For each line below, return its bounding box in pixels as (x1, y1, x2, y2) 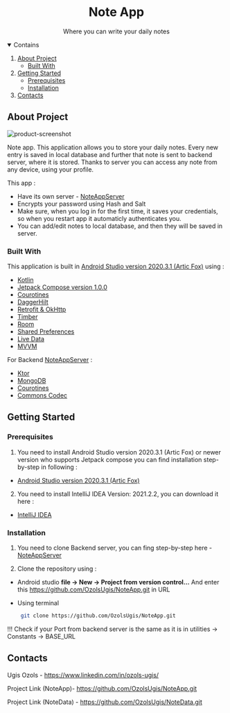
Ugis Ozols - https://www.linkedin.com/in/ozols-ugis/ (7, 671, 159, 679)
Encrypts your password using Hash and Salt (17, 199, 146, 208)
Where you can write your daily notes (63, 27, 170, 35)
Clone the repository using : (17, 564, 97, 573)
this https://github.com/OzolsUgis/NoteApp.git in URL (17, 585, 170, 594)
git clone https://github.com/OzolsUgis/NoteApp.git (20, 612, 176, 619)
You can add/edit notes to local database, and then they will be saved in (17, 222, 223, 230)
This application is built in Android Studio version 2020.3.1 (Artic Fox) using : (7, 262, 224, 271)
